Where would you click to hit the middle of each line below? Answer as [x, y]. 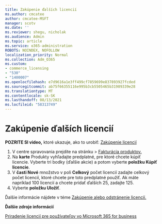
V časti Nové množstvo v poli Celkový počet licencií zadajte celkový [81, 172]
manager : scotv [20, 23]
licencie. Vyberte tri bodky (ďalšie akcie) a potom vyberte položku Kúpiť [85, 162]
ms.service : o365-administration [39, 46]
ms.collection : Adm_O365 [30, 59]
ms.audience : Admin [25, 37]
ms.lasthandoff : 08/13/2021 [33, 100]
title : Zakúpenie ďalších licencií [41, 9]
